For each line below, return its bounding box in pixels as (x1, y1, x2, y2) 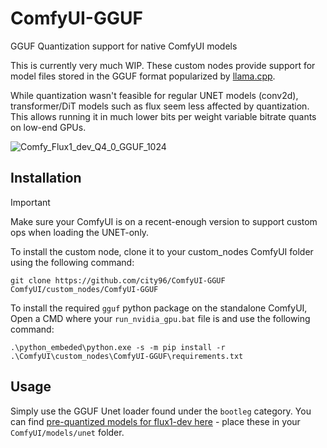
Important (10, 196, 51, 208)
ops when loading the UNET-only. (10, 226, 150, 238)
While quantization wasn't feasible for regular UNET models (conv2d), (10, 89, 299, 101)
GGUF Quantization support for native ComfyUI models (10, 40, 238, 52)
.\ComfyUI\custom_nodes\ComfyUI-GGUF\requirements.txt (10, 351, 244, 361)
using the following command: (10, 256, 135, 268)
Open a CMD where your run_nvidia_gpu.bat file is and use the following (10, 312, 311, 324)
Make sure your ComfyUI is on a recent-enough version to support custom (10, 215, 318, 227)
